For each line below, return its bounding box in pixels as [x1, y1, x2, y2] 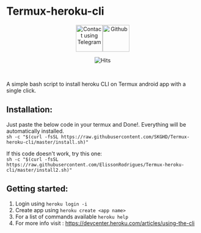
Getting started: [6, 183, 68, 194]
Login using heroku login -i [15, 200, 87, 207]
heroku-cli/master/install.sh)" [6, 139, 89, 145]
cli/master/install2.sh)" [6, 167, 72, 173]
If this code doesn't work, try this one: [6, 150, 103, 157]
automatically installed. [6, 127, 64, 135]
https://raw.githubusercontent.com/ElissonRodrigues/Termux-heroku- [6, 161, 185, 168]
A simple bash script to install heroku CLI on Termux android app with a [6, 80, 186, 87]
